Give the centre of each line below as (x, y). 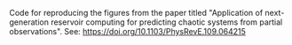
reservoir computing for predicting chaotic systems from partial (166, 22)
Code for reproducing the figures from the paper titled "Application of (136, 13)
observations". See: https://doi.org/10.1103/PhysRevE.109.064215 (127, 31)
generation (29, 22)
